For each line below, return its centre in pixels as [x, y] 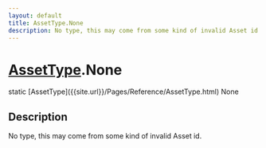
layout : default [35, 16]
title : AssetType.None [46, 23]
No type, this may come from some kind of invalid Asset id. [105, 136]
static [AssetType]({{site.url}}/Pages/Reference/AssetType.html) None [123, 92]
